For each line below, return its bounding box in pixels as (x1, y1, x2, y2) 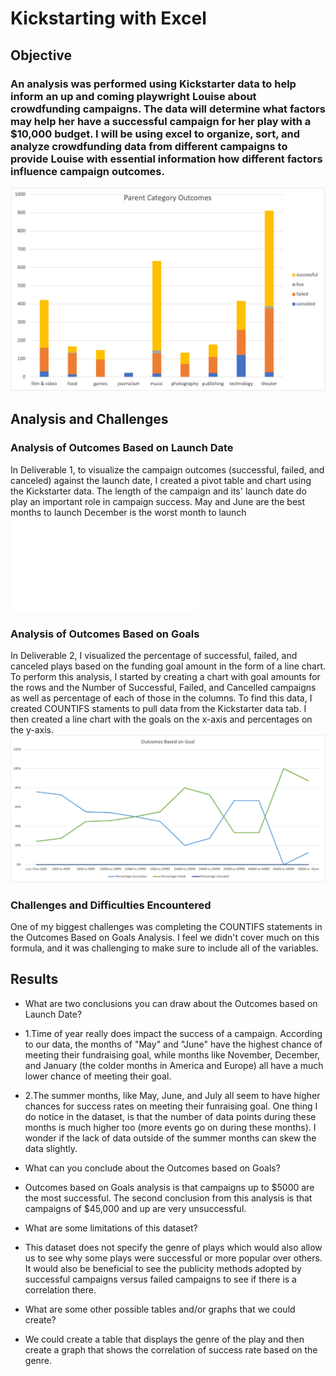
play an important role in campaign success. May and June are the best (10, 495, 306, 507)
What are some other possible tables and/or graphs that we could (24, 1303, 296, 1315)
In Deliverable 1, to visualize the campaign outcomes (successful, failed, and (10, 463, 325, 476)
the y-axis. (10, 724, 55, 736)
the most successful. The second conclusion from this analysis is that (24, 1192, 313, 1204)
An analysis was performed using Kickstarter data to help (10, 77, 297, 91)
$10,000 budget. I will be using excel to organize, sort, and (10, 127, 301, 141)
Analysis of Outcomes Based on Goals (10, 627, 200, 641)
